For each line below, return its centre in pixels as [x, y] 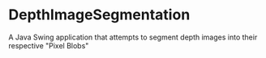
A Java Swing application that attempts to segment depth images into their [133, 37]
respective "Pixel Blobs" [49, 45]
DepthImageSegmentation [99, 15]
